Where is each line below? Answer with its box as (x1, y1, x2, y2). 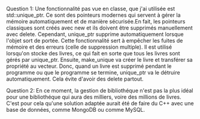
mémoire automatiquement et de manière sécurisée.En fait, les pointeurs (6, 18, 186, 25)
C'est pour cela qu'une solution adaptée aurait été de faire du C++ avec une (6, 100, 194, 107)
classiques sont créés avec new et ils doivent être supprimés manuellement (6, 24, 193, 31)
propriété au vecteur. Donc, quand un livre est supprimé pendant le (6, 63, 172, 70)
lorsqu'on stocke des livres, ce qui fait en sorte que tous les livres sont (6, 50, 181, 56)
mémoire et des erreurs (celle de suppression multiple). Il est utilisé (6, 43, 172, 50)
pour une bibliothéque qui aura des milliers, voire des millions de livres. (6, 93, 181, 100)
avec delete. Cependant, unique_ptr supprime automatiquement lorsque (6, 31, 184, 38)
